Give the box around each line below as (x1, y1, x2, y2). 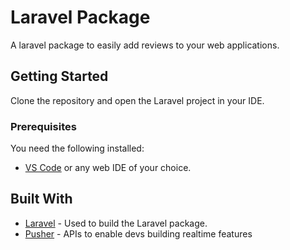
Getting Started (10, 68, 109, 85)
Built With (10, 191, 73, 208)
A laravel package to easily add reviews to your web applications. (10, 39, 280, 51)
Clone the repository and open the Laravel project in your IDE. (10, 94, 265, 106)
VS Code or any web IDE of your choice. (24, 162, 192, 174)
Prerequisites (10, 119, 77, 133)
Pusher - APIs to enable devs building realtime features (24, 227, 253, 240)
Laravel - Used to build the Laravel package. (24, 217, 208, 229)
